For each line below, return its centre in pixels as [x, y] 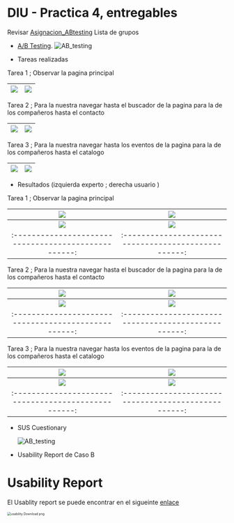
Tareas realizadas [42, 59]
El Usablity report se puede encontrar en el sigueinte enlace [93, 502]
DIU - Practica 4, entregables [92, 13]
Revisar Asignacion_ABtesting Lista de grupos [73, 32]
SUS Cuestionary [42, 427]
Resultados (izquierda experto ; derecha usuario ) [88, 184]
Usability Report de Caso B [56, 455]
